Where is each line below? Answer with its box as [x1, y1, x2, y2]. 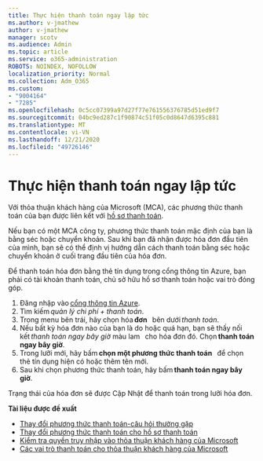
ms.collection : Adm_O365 [8, 77, 89, 85]
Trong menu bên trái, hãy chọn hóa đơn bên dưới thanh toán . [19, 315, 220, 324]
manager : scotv [8, 33, 58, 42]
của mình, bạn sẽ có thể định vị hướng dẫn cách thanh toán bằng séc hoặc [8, 243, 250, 252]
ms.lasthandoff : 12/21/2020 [8, 135, 100, 144]
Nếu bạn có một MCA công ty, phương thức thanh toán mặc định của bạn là [8, 226, 253, 236]
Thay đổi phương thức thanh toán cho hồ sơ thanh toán [19, 427, 198, 437]
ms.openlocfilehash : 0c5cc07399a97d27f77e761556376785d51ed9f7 [8, 107, 220, 115]
